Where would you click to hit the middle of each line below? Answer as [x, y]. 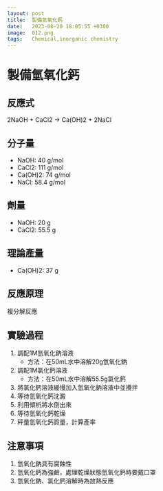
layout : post [26, 13]
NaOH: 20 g [34, 222]
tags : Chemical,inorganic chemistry [63, 39]
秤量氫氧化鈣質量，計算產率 [56, 422]
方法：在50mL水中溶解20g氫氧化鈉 [77, 362]
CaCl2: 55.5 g [36, 230]
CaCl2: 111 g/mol [40, 167]
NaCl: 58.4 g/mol [41, 182]
